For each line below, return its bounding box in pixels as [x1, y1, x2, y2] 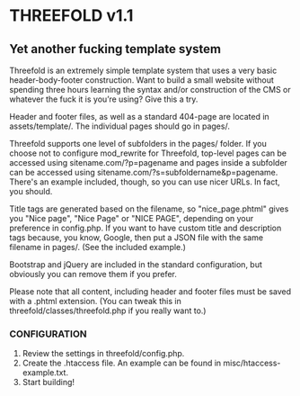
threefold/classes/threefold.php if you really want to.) [9, 305, 207, 316]
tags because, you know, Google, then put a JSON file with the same [9, 232, 263, 243]
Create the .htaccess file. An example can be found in [22, 357, 222, 369]
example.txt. [22, 367, 69, 378]
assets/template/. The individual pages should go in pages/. [9, 121, 231, 131]
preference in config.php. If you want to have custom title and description [9, 222, 282, 233]
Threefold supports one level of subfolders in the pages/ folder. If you [9, 139, 268, 148]
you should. [9, 186, 53, 196]
